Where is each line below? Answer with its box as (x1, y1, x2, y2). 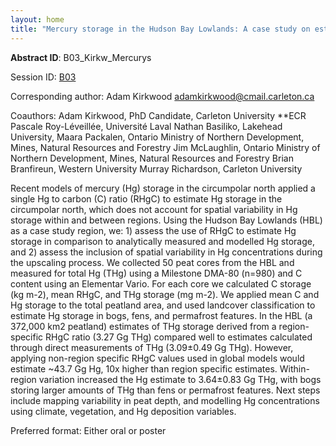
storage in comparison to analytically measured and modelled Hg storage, (10, 235, 315, 247)
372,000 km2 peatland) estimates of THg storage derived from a (10, 320, 277, 332)
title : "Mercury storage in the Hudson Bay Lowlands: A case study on (10, 24, 311, 34)
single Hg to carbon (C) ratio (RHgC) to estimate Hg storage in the (10, 192, 283, 205)
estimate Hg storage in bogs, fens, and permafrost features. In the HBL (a (10, 309, 313, 321)
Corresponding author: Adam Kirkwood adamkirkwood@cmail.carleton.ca (10, 90, 315, 102)
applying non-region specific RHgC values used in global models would (10, 352, 305, 364)
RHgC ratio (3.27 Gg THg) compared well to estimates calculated (45, 331, 313, 343)
